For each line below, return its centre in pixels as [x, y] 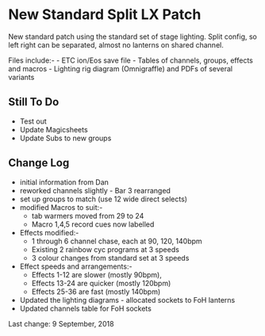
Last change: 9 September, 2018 [61, 323]
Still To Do [34, 102]
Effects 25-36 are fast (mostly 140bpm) [96, 292]
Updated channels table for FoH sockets [86, 308]
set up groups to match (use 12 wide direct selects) [104, 199]
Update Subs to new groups [65, 138]
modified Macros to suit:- [61, 207]
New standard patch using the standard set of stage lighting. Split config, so [133, 36]
